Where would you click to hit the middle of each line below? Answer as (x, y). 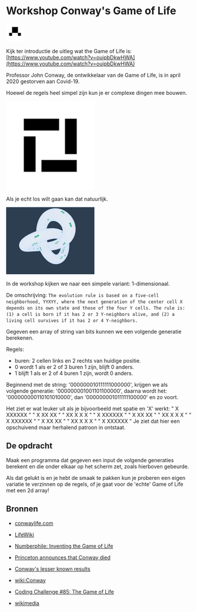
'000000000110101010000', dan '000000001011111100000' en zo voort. (92, 397)
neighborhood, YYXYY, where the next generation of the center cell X (94, 302)
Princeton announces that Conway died (62, 557)
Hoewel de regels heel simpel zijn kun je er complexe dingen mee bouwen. (97, 93)
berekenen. (20, 338)
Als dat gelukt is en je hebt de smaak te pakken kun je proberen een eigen (96, 478)
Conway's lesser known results (52, 569)
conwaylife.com (34, 523)
